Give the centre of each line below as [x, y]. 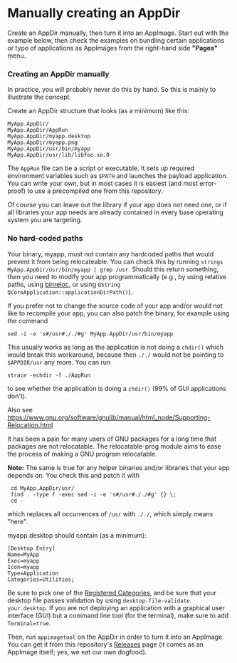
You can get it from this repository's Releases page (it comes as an [106, 644]
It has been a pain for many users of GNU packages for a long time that [112, 439]
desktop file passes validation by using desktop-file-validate [99, 600]
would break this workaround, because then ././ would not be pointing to [116, 355]
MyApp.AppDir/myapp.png [43, 143]
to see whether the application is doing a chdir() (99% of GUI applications [117, 388]
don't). [17, 396]
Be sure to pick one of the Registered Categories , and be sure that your [112, 592]
